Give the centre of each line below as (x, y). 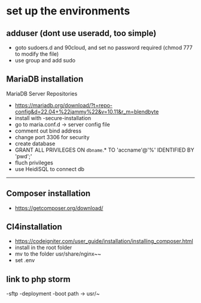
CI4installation (34, 227)
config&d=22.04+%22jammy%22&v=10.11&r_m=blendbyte (87, 112)
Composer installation (48, 193)
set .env (25, 260)
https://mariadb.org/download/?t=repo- (63, 105)
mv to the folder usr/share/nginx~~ (58, 254)
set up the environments (68, 11)
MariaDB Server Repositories (42, 94)
